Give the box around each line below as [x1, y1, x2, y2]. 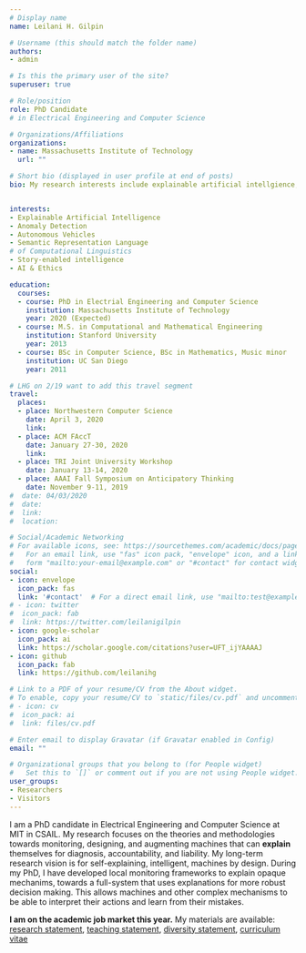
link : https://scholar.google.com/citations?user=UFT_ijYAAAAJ [17, 643, 262, 652]
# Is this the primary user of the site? [9, 72, 169, 81]
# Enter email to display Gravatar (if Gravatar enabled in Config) [9, 735, 275, 745]
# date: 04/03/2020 [9, 491, 88, 501]
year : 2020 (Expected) [25, 314, 112, 323]
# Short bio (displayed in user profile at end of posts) [9, 172, 234, 181]
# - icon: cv [9, 702, 59, 711]
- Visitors [9, 794, 51, 803]
